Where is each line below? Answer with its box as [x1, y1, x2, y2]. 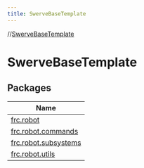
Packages [7, 82, 51, 94]
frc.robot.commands [11, 126, 79, 136]
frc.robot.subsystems [11, 138, 81, 148]
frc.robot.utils [11, 149, 55, 159]
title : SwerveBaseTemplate [7, 10, 86, 18]
